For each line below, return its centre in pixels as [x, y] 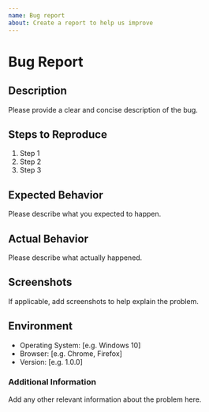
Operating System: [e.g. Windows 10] [80, 345]
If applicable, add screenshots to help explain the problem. [103, 301]
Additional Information [52, 382]
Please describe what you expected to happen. [85, 214]
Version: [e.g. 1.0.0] [51, 362]
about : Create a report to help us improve [81, 23]
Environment [41, 327]
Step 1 [30, 154]
